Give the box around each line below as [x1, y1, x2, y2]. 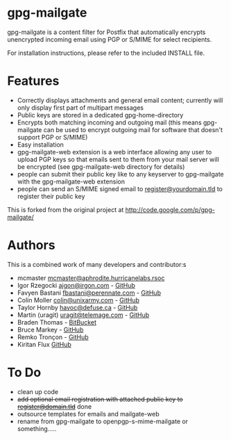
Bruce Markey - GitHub [17, 325, 84, 334]
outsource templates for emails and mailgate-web [17, 409, 160, 418]
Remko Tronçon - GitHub [17, 332, 89, 341]
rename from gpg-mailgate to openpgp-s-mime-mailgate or [17, 417, 189, 425]
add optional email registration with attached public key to [17, 395, 183, 403]
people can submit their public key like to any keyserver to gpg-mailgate [17, 170, 224, 178]
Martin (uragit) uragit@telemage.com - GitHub [17, 311, 150, 319]
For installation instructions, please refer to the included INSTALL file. [7, 49, 205, 57]
